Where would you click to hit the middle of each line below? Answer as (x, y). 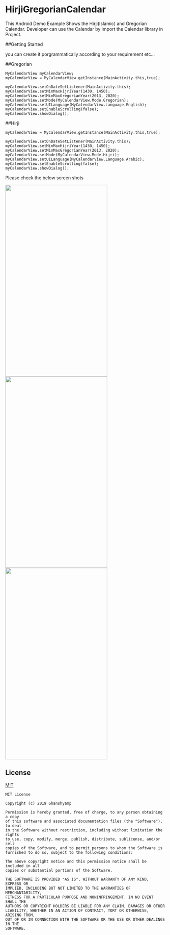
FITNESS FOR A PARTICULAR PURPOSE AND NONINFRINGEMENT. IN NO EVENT (79, 897)
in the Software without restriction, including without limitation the (84, 830)
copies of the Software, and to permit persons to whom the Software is (84, 848)
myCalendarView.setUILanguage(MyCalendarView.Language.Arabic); (75, 159)
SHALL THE (16, 902)
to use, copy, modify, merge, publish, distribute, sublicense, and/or (83, 839)
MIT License (18, 794)
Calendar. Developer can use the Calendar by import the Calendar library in (84, 29)
